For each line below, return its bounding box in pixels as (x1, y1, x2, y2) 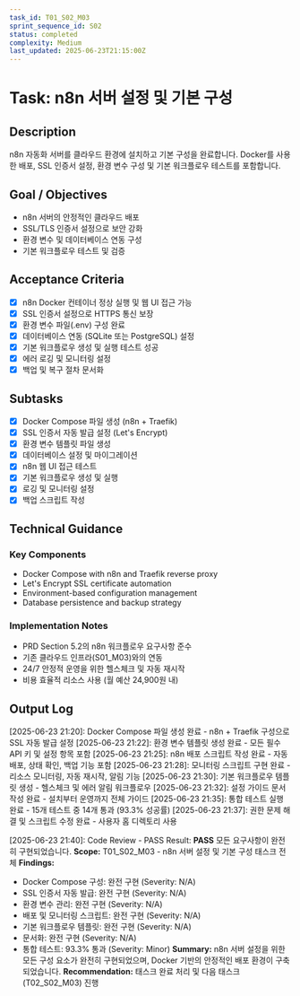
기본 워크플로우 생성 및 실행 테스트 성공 (21, 342, 159, 353)
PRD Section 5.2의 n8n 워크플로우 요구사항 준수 (21, 641, 193, 651)
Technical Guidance (9, 521, 124, 537)
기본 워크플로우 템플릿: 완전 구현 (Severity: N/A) (21, 922, 193, 932)
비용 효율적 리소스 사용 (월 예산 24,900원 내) (21, 675, 179, 686)
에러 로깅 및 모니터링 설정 (21, 354, 112, 364)
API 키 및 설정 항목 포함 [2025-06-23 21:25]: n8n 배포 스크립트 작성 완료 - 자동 (9, 748, 288, 759)
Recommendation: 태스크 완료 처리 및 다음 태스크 (63, 966, 240, 977)
